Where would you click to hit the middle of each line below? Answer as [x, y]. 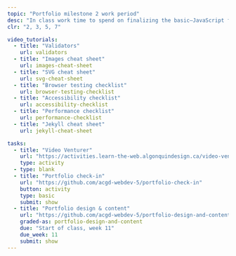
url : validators [44, 53]
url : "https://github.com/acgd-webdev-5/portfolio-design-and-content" [127, 215]
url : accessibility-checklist [64, 105]
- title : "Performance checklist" [64, 112]
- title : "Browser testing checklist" [71, 85]
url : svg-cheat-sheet [51, 79]
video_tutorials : [33, 39]
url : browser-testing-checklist [67, 92]
